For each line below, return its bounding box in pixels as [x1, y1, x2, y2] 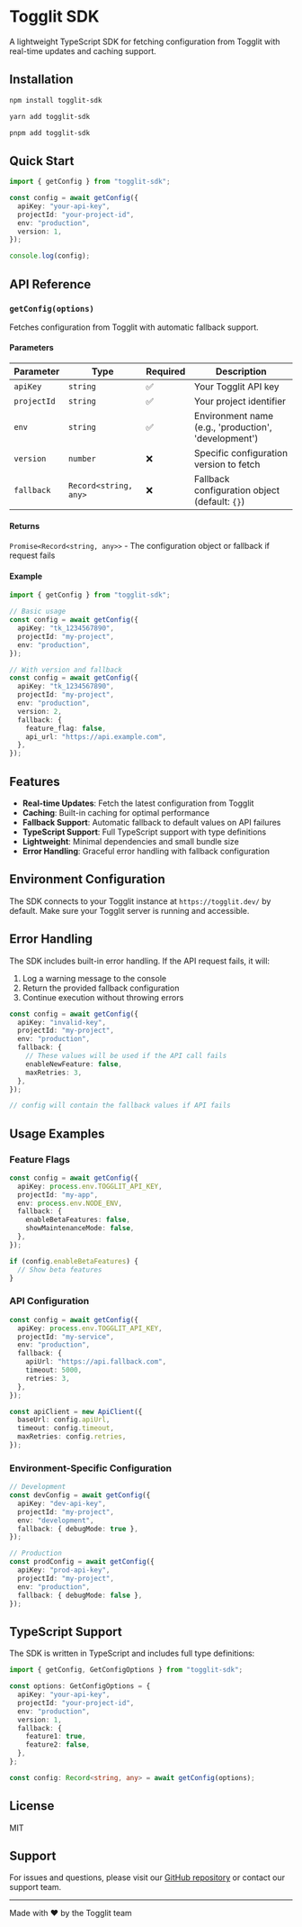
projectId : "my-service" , [17, 1332, 115, 1341]
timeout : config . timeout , [17, 1424, 115, 1433]
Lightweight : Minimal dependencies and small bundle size [22, 836, 240, 847]
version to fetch [194, 458, 261, 470]
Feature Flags [9, 1153, 70, 1165]
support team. [9, 1882, 62, 1893]
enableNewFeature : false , [25, 1059, 123, 1069]
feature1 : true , [25, 1732, 87, 1741]
